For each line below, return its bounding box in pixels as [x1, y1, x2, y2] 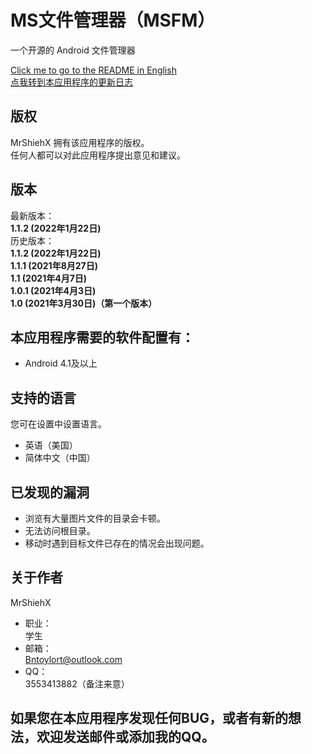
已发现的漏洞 [10, 484, 90, 501]
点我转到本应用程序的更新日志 [10, 76, 133, 88]
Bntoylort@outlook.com [24, 653, 123, 665]
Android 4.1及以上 [24, 357, 98, 370]
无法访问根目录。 [24, 525, 96, 536]
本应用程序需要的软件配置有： [10, 329, 195, 346]
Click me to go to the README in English [10, 64, 177, 76]
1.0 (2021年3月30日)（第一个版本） [10, 297, 158, 309]
